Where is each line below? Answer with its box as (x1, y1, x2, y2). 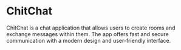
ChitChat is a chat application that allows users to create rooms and (6, 24, 176, 31)
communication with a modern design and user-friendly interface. (6, 37, 171, 44)
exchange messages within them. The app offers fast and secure (6, 30, 169, 37)
